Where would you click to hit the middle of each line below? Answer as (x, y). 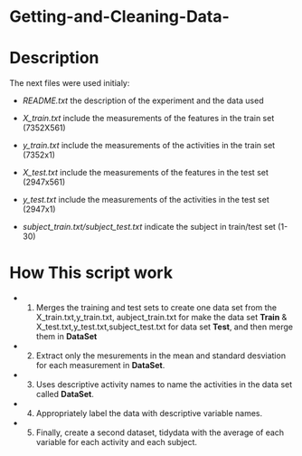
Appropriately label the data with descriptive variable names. (149, 413)
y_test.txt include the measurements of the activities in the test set (146, 200)
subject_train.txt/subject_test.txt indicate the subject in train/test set (149, 227)
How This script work (91, 273)
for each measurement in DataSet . (100, 366)
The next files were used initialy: (70, 83)
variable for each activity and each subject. (116, 442)
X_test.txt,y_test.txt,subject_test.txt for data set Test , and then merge (165, 327)
